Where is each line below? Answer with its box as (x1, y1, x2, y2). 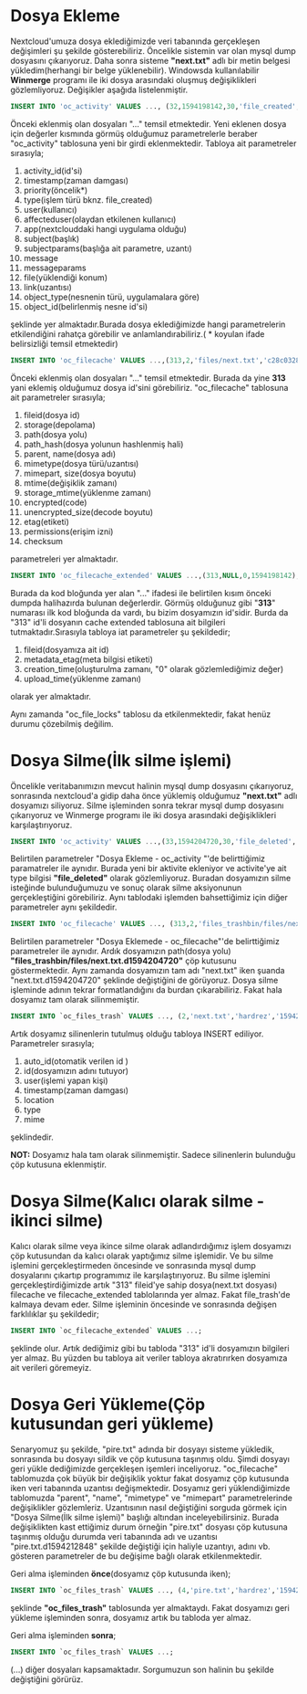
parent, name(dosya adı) (23, 448, 117, 459)
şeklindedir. (10, 1131, 54, 1142)
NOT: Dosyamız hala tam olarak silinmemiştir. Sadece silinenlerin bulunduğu (10, 1150, 296, 1161)
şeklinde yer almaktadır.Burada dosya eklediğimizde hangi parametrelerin (10, 319, 286, 330)
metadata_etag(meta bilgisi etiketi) (23, 654, 154, 665)
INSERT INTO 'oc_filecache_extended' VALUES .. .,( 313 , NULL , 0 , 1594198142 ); (10, 571, 301, 580)
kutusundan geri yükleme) (10, 1414, 215, 1435)
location (23, 1095, 55, 1106)
